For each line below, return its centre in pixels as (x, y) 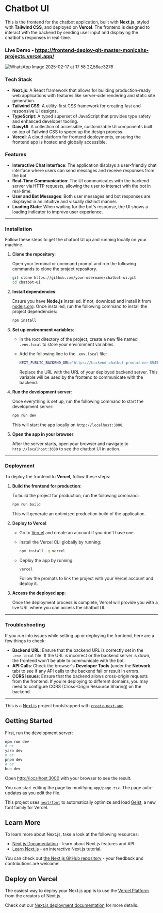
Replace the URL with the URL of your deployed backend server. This (88, 372)
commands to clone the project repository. (55, 269)
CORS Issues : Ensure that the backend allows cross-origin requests (80, 676)
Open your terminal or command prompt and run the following (74, 264)
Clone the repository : (34, 254)
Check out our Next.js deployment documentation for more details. (72, 905)
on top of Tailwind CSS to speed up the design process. (68, 132)
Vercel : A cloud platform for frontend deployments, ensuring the (76, 136)
